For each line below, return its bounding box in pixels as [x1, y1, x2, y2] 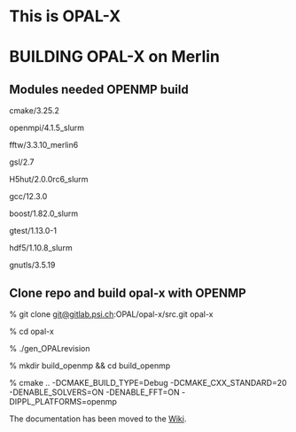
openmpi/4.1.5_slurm [9, 122, 85, 134]
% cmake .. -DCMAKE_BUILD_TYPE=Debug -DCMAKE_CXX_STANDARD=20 [9, 378, 287, 388]
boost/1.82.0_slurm [9, 208, 79, 219]
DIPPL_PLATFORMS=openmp [9, 397, 117, 406]
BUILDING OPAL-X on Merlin [9, 47, 220, 67]
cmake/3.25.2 [9, 105, 60, 116]
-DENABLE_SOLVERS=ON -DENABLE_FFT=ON [9, 387, 180, 397]
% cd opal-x [9, 326, 55, 336]
